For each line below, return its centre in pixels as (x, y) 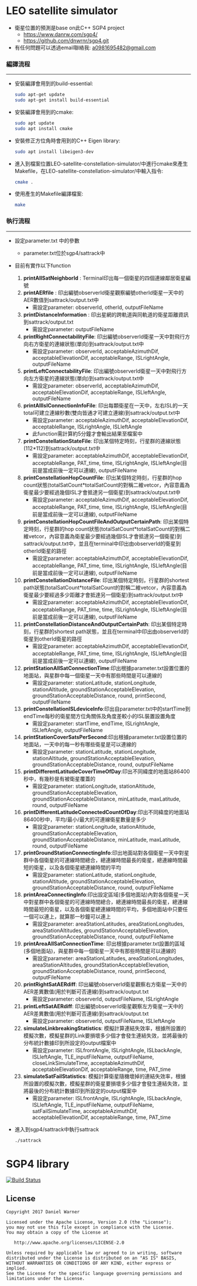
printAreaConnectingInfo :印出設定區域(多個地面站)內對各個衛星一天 (106, 894)
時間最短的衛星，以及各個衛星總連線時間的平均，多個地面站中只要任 (106, 909)
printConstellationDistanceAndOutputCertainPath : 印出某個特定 (103, 624)
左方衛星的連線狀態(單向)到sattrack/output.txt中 (86, 378)
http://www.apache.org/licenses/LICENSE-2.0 (69, 1243)
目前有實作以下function (43, 266)
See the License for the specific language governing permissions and (94, 1274)
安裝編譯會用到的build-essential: (54, 84)
